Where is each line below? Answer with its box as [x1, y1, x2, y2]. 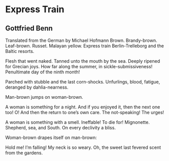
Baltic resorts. [5, 48, 35, 54]
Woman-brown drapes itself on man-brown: [5, 135, 97, 141]
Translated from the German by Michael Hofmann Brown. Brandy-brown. [5, 37, 157, 43]
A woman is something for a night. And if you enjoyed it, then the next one [5, 104, 160, 110]
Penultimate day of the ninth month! [5, 69, 80, 75]
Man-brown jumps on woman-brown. [5, 94, 84, 100]
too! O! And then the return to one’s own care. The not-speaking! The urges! [5, 110, 164, 115]
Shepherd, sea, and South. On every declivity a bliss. [5, 125, 116, 130]
